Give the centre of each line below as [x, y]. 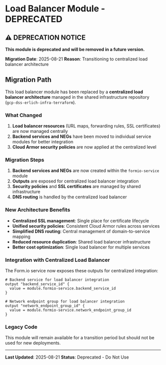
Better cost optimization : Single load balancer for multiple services [81, 247]
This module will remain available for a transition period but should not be [80, 338]
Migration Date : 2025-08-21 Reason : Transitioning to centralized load [76, 59]
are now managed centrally [40, 131]
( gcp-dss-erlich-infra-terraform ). [41, 102]
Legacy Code [21, 327]
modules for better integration [43, 142]
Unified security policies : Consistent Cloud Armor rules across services [86, 226]
